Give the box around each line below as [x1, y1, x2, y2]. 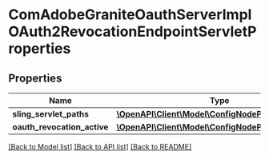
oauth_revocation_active [12, 121, 109, 133]
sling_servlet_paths [12, 109, 90, 119]
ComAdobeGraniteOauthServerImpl [8, 6, 252, 24]
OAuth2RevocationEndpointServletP [8, 22, 257, 41]
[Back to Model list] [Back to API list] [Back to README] [8, 142, 192, 151]
